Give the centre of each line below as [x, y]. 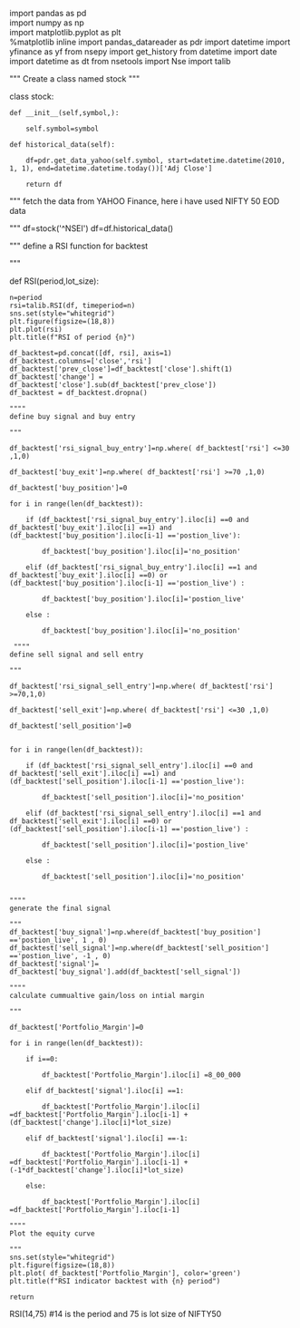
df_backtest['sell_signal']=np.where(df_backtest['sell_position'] [140, 948]
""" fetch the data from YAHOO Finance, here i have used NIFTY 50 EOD [145, 201]
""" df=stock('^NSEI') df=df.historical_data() [92, 228]
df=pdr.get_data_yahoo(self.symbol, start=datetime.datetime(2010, [155, 160]
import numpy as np [47, 23]
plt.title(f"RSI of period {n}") [73, 337]
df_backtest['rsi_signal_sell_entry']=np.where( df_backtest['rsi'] [141, 686]
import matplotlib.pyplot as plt [65, 32]
